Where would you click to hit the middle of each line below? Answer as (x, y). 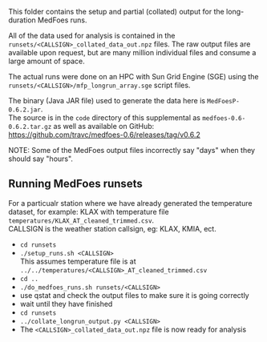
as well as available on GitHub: (104, 126)
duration (22, 20)
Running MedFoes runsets (75, 184)
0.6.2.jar (25, 110)
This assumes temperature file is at (78, 261)
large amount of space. (47, 61)
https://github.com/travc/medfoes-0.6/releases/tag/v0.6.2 (104, 135)
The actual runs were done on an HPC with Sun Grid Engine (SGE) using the (133, 76)
